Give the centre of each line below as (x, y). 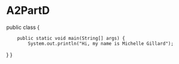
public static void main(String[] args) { (71, 38)
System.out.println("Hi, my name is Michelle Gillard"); (101, 43)
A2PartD (28, 11)
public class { (23, 27)
